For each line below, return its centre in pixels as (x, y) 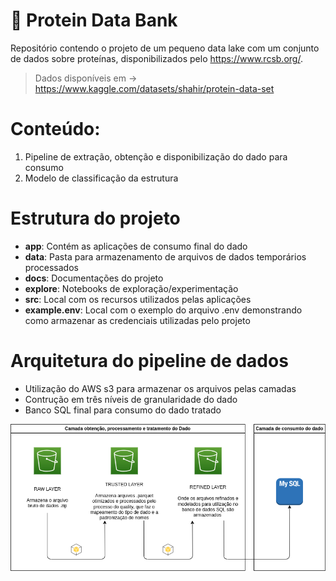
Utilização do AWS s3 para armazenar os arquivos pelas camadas (160, 388)
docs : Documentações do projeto (94, 278)
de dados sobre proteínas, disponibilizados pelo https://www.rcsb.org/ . (156, 58)
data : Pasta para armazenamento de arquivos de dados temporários (165, 256)
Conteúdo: (55, 129)
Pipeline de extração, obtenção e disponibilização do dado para (156, 156)
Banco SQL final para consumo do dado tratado (123, 410)
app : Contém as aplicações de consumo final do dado (136, 246)
